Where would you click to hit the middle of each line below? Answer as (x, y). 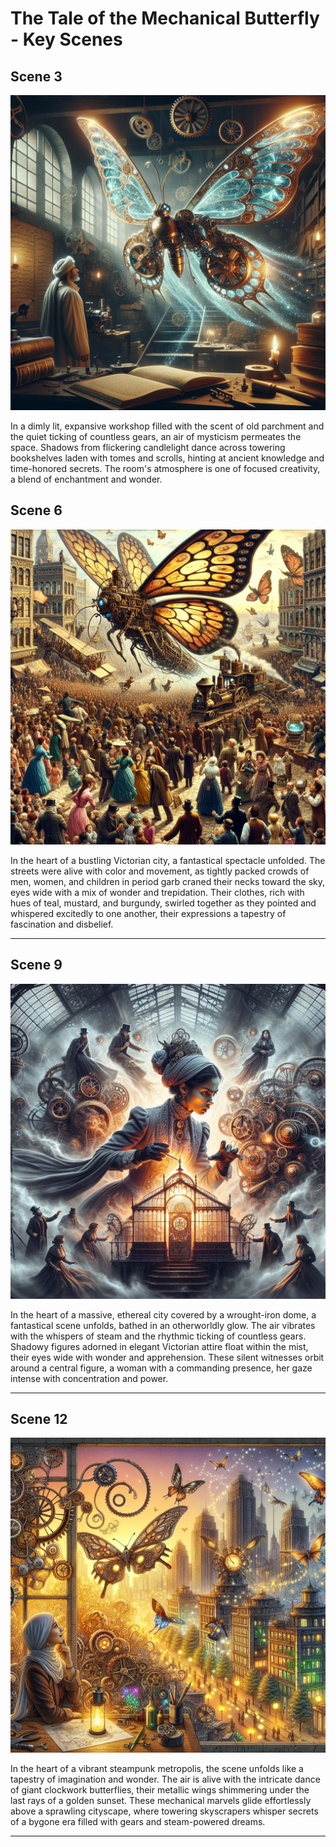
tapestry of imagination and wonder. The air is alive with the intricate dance (165, 1779)
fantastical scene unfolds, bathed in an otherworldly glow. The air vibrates (163, 1325)
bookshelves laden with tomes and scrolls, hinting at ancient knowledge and (167, 458)
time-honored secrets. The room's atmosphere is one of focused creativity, (165, 468)
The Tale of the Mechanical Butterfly (165, 18)
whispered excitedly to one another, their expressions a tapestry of (148, 913)
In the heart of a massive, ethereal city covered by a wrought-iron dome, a (163, 1314)
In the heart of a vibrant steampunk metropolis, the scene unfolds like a (157, 1769)
